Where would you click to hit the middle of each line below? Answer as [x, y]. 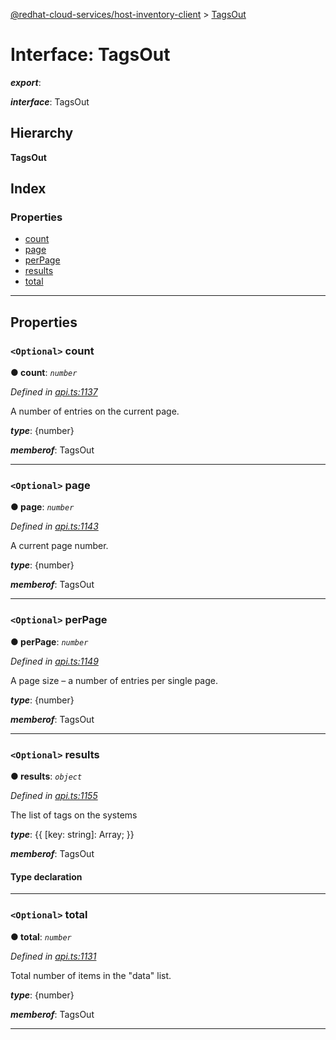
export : [26, 82]
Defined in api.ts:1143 [54, 526]
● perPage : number [49, 641]
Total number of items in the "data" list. [91, 975]
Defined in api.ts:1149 [54, 661]
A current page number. [59, 546]
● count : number [44, 373]
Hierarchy [42, 133]
